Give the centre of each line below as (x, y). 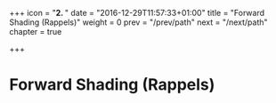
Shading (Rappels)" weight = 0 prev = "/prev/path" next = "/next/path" (139, 22)
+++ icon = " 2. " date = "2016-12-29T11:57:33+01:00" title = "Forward (137, 13)
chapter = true (36, 32)
